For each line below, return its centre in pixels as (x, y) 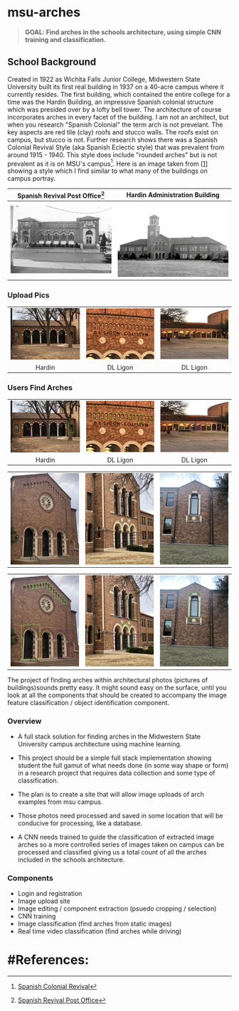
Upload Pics (28, 295)
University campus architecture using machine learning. (100, 743)
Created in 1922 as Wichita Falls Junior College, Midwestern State (104, 79)
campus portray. (31, 179)
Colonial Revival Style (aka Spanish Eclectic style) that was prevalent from (116, 147)
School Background (52, 62)
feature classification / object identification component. (88, 702)
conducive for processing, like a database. (80, 823)
